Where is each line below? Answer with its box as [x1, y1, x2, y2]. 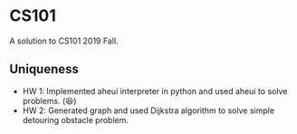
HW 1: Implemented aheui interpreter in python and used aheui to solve [22, 85, 288, 96]
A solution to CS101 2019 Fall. [9, 35, 120, 46]
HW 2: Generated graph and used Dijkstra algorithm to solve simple [22, 105, 274, 116]
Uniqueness [9, 62, 80, 77]
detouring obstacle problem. [22, 114, 129, 125]
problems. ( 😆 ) [22, 95, 77, 106]
